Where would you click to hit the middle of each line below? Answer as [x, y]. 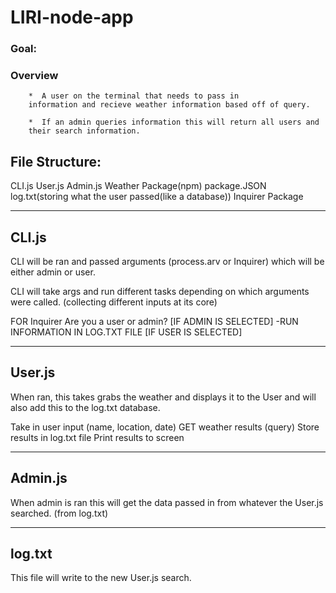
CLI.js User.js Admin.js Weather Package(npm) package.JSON [138, 186]
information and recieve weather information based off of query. [169, 105]
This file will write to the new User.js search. [101, 578]
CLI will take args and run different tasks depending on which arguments [160, 292]
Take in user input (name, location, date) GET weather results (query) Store [165, 427]
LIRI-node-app [72, 17]
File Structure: [56, 161]
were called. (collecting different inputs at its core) [114, 302]
